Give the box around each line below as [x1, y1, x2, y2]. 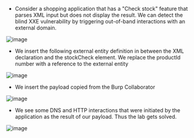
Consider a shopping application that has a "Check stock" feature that [14, 5, 188, 12]
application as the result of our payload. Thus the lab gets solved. [14, 113, 177, 120]
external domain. [14, 24, 57, 31]
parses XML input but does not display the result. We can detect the [14, 11, 183, 19]
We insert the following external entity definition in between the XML [14, 47, 184, 55]
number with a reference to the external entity [14, 60, 129, 67]
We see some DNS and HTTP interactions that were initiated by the [14, 107, 181, 113]
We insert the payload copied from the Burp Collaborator [14, 83, 156, 91]
